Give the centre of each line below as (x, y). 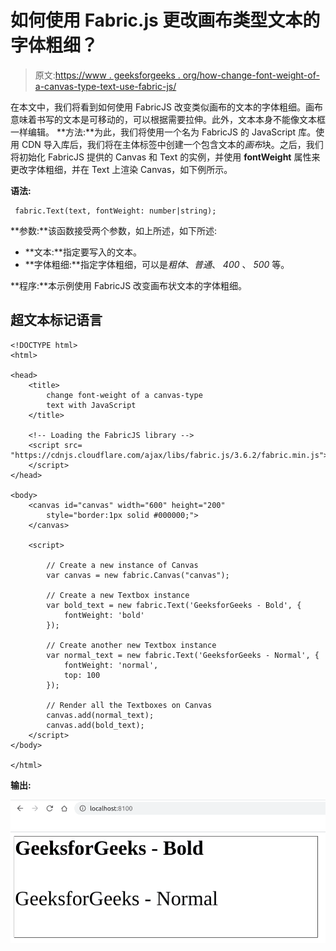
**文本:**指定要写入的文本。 (83, 252)
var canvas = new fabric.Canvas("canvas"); (138, 575)
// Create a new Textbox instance (118, 595)
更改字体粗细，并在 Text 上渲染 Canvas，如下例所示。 (121, 169)
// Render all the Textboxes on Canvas (129, 705)
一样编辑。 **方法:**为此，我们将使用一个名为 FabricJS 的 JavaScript (153, 132)
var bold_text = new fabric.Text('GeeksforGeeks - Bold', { (174, 605)
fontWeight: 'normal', (111, 665)
